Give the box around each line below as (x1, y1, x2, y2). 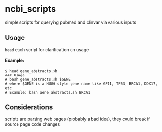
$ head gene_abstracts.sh (5, 68, 57, 74)
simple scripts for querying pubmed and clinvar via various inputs (5, 19, 137, 25)
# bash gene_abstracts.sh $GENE (5, 77, 71, 82)
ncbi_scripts (5, 3, 56, 15)
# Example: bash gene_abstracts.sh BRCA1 (5, 90, 90, 94)
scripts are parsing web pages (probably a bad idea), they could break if (5, 116, 150, 122)
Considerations (5, 103, 53, 112)
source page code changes (5, 121, 60, 127)
